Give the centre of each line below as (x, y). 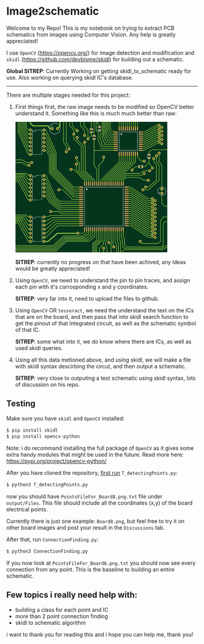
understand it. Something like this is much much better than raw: (96, 113)
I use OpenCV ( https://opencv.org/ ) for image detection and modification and (100, 52)
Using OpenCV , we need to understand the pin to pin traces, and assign (102, 280)
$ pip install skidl (32, 430)
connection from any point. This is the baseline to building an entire (90, 570)
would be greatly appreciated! (53, 268)
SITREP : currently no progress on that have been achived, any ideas (100, 262)
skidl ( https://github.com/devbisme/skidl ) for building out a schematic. (95, 59)
